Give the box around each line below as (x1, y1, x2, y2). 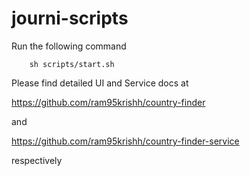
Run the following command (11, 40, 127, 52)
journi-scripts (11, 7, 129, 30)
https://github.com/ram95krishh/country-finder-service (11, 135, 240, 147)
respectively (11, 154, 63, 166)
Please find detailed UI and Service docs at (11, 77, 189, 89)
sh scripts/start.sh (29, 59, 115, 69)
